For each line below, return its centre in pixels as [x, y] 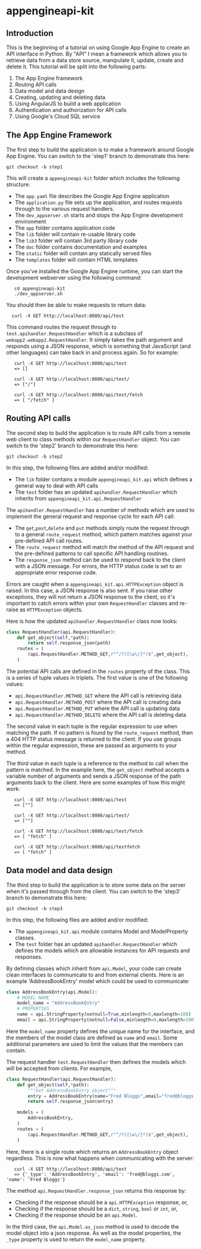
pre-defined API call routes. [49, 541]
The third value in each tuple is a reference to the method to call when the [97, 763]
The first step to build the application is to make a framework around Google [100, 149]
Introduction [30, 33]
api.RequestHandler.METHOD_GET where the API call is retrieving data [98, 695]
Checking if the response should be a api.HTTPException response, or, [101, 1202]
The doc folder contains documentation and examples [81, 247]
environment [31, 221]
